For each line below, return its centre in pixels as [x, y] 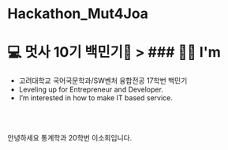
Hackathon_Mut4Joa [78, 14]
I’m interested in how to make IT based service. [95, 98]
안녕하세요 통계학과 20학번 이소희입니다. [70, 138]
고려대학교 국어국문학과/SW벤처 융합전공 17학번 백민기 [103, 81]
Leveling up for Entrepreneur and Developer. [91, 90]
